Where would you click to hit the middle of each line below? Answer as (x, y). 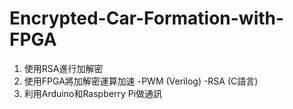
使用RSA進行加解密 (63, 68)
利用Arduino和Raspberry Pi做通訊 (93, 93)
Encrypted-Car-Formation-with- (147, 18)
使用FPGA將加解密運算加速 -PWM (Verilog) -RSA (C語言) (141, 81)
